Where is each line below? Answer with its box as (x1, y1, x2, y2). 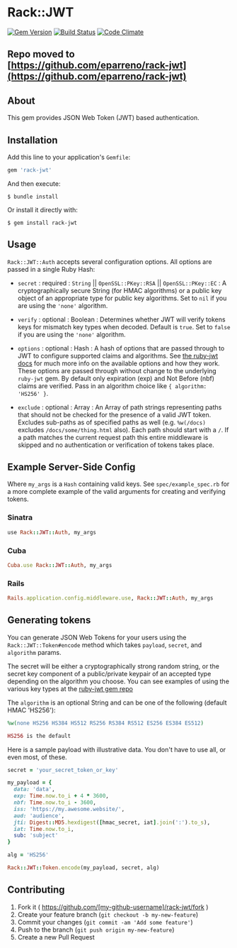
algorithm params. (7, 648, 62, 656)
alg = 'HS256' (7, 851, 50, 859)
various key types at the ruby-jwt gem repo (7, 684, 133, 693)
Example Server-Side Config (7, 461, 136, 473)
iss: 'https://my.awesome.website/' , (13, 805, 125, 812)
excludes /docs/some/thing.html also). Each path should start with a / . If (17, 425, 229, 434)
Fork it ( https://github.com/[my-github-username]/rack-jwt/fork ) (17, 903, 209, 911)
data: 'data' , (13, 786, 55, 793)
